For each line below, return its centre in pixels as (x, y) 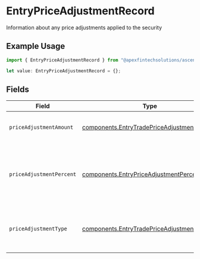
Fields (18, 89)
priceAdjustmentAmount (41, 127)
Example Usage (36, 46)
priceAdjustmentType (38, 229)
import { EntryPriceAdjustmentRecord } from (62, 60)
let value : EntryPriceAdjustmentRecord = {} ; (63, 71)
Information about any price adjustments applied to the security (84, 27)
